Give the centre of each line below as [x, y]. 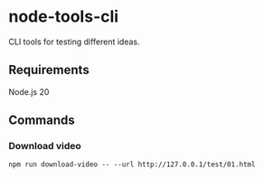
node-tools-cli [64, 17]
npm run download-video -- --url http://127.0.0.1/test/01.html [132, 164]
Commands [42, 121]
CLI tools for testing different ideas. [74, 42]
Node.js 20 [29, 91]
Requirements [49, 70]
